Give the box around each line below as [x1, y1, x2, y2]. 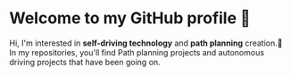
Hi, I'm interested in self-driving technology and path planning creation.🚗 [9, 38, 283, 48]
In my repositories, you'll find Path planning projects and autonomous [9, 46, 265, 57]
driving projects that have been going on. [9, 56, 161, 67]
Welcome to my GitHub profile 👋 [9, 8, 252, 29]
